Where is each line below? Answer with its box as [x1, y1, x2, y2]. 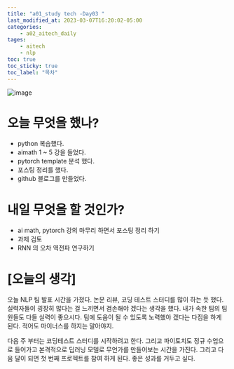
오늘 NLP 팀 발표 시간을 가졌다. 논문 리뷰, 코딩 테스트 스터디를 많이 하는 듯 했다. [7, 295, 224, 304]
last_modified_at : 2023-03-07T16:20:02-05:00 [7, 17, 142, 24]
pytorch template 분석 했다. [17, 157, 95, 166]
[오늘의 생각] [7, 271, 76, 287]
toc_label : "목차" [7, 69, 58, 76]
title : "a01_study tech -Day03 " [7, 10, 105, 18]
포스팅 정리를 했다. [17, 166, 69, 174]
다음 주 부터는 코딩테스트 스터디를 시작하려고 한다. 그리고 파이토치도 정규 [7, 337, 205, 345]
